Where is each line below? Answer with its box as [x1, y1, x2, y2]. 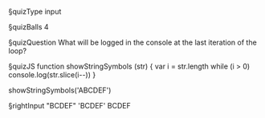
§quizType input [8, 7, 62, 16]
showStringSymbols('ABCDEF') [8, 85, 112, 95]
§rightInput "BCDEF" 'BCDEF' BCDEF [8, 101, 131, 110]
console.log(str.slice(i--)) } [8, 70, 96, 79]
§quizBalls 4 [8, 22, 50, 31]
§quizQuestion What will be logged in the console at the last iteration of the [8, 37, 257, 47]
